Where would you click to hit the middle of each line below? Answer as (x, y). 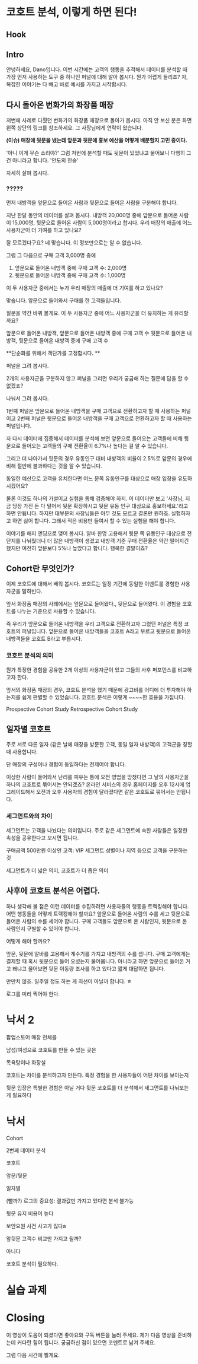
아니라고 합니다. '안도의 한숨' (45, 160)
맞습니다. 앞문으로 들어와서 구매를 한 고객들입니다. (64, 300)
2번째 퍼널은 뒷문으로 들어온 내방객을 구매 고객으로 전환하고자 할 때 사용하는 (104, 418)
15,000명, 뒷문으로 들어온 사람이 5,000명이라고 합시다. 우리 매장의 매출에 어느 (102, 222)
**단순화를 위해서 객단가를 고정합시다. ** (53, 353)
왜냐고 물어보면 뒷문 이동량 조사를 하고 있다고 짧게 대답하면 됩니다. (89, 968)
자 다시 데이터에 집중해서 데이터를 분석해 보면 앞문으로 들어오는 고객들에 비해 (95, 438)
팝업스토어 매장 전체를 (32, 1037)
